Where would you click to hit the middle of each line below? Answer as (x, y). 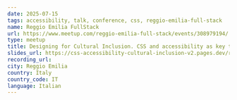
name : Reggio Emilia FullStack (53, 27)
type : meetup (26, 40)
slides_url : (25, 54)
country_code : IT (33, 79)
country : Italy (30, 73)
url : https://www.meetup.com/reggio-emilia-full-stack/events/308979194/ (118, 33)
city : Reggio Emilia (38, 66)
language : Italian (34, 86)
